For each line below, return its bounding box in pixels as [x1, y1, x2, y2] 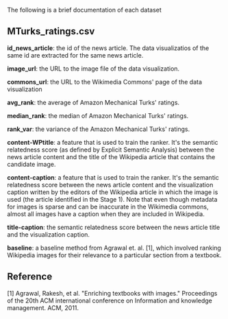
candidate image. [7, 160, 56, 168]
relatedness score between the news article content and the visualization [7, 180, 214, 189]
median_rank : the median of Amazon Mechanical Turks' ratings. [7, 111, 189, 119]
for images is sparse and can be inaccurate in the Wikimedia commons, [7, 202, 209, 211]
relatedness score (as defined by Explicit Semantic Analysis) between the [7, 145, 214, 154]
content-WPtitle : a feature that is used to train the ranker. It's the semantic [7, 138, 218, 146]
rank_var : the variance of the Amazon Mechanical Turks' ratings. [7, 125, 190, 133]
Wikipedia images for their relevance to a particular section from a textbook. [7, 250, 222, 259]
